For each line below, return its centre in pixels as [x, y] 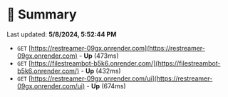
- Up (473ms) [99, 56]
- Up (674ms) [106, 86]
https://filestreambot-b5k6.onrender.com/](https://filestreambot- [126, 63]
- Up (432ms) [101, 71]
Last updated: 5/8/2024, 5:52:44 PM [62, 34]
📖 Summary [42, 15]
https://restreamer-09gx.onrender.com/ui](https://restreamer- [122, 78]
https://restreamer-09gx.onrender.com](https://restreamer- [118, 48]
